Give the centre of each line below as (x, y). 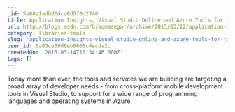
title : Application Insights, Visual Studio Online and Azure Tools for (115, 20)
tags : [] (20, 59)
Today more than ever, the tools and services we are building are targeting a (117, 79)
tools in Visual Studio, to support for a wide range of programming (102, 93)
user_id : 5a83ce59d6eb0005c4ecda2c (59, 46)
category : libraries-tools (47, 33)
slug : (15, 40)
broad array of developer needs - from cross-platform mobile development (115, 86)
